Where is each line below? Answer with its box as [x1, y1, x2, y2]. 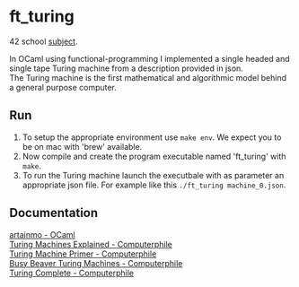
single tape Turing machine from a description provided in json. [9, 63, 244, 74]
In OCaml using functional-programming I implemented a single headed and [9, 53, 290, 64]
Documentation [9, 205, 99, 221]
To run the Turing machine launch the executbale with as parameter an [22, 170, 285, 180]
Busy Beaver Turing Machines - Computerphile [9, 257, 183, 268]
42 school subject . [9, 36, 78, 47]
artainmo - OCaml [9, 229, 75, 239]
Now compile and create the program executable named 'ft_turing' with [22, 151, 286, 161]
